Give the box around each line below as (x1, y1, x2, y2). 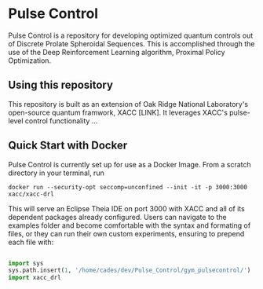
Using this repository (8, 79, 114, 92)
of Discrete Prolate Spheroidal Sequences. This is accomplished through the (8, 38, 255, 48)
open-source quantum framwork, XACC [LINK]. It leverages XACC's (8, 108, 228, 117)
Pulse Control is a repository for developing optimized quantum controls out (8, 31, 254, 40)
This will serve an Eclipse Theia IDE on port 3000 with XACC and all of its (8, 203, 245, 213)
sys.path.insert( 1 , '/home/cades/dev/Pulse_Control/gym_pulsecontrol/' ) (8, 266, 251, 275)
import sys (8, 259, 44, 267)
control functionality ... (24, 115, 98, 126)
